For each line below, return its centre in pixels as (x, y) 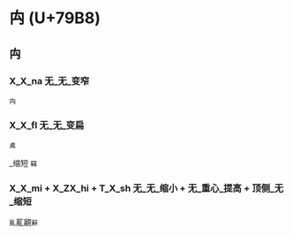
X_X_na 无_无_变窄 (49, 80)
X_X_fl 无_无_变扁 (47, 125)
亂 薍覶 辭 (23, 223)
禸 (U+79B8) (55, 18)
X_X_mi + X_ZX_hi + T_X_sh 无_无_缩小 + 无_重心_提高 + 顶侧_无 (146, 188)
